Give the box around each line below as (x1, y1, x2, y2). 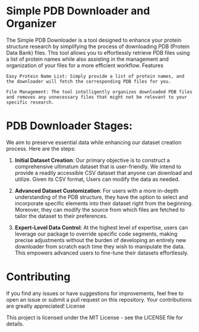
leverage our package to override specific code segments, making (14, 230, 178, 237)
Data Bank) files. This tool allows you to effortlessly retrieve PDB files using (6, 49, 190, 56)
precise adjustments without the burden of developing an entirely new (14, 236, 187, 243)
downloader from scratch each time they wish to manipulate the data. (14, 243, 185, 250)
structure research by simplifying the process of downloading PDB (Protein (6, 43, 190, 50)
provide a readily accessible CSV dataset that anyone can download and (14, 169, 192, 176)
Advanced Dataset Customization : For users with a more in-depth (14, 187, 179, 194)
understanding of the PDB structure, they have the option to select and (14, 193, 188, 201)
